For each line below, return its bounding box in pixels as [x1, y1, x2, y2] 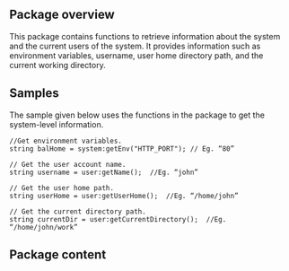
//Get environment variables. [9, 136, 123, 145]
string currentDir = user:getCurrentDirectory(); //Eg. [9, 214, 227, 223]
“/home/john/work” [9, 223, 78, 232]
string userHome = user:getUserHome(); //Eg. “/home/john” [9, 191, 240, 200]
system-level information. [9, 118, 104, 129]
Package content [9, 247, 107, 263]
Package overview [9, 7, 115, 22]
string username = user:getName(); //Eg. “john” [9, 168, 199, 177]
